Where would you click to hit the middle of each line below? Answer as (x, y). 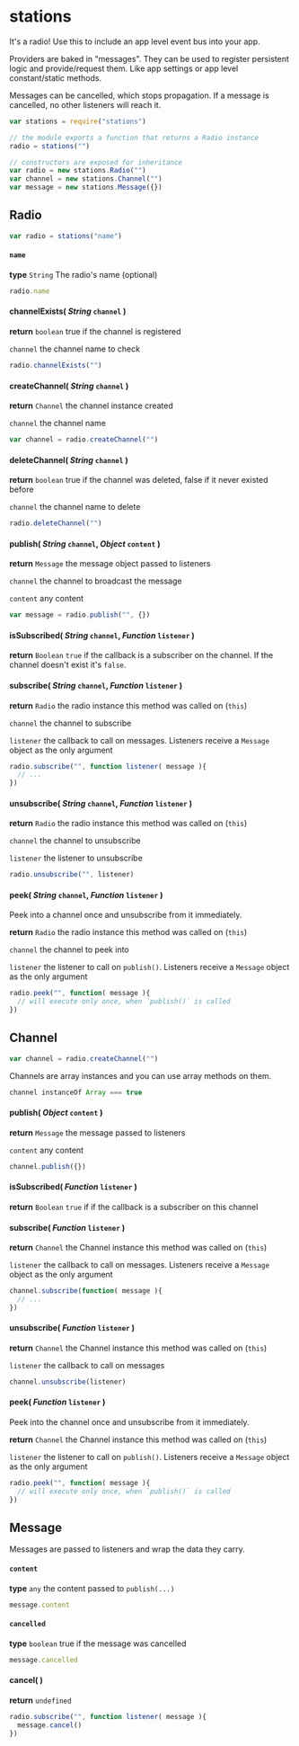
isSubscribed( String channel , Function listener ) (102, 635)
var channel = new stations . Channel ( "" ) (86, 179)
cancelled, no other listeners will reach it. (85, 104)
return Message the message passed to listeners (97, 1132)
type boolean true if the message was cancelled (98, 1644)
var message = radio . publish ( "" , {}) (80, 615)
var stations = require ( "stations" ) (78, 121)
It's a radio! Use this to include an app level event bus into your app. (135, 41)
